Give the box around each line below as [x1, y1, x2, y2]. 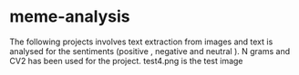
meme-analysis [9, 6, 130, 27]
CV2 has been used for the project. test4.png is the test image [9, 55, 243, 66]
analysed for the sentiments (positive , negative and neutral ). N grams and [9, 45, 290, 56]
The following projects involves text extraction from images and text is [9, 36, 273, 47]
